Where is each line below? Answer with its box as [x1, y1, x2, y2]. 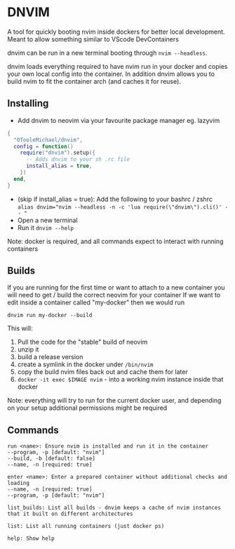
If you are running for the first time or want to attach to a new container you [7, 283, 226, 292]
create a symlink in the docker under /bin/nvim [17, 360, 154, 369]
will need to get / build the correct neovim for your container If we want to [7, 291, 221, 299]
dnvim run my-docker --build [7, 312, 93, 319]
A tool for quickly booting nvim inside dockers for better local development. [7, 27, 226, 36]
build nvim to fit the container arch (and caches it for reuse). [7, 77, 181, 85]
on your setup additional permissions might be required [7, 403, 168, 412]
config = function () [13, 143, 74, 150]
